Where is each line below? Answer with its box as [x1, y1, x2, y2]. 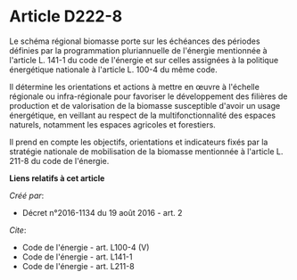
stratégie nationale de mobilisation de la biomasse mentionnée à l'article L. [9, 145, 284, 157]
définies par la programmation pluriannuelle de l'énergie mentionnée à [9, 45, 268, 55]
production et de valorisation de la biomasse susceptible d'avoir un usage [9, 100, 281, 111]
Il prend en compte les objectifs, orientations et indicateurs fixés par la [9, 136, 268, 147]
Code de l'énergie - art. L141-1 [21, 251, 133, 262]
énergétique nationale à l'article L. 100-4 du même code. [9, 64, 219, 75]
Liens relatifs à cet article [9, 172, 105, 184]
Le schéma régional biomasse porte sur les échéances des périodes [9, 36, 260, 46]
